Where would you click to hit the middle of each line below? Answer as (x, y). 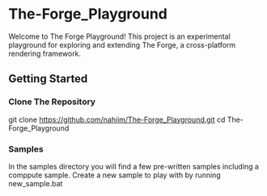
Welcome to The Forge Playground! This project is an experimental (119, 36)
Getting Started (48, 79)
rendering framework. (45, 53)
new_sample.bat (36, 183)
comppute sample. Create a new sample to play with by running (114, 175)
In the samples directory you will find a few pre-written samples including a (133, 166)
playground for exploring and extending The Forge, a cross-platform (122, 44)
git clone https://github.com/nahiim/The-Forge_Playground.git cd (117, 119)
